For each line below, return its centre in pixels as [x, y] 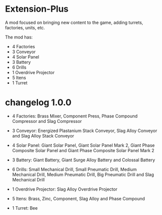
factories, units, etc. [25, 27]
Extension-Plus [37, 9]
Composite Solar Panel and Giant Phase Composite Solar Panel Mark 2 [83, 150]
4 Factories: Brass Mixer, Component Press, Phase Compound [75, 116]
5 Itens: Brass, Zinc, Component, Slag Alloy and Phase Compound [79, 198]
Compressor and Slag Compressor [47, 121]
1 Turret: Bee [25, 208]
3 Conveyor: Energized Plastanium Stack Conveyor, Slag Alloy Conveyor [85, 131]
